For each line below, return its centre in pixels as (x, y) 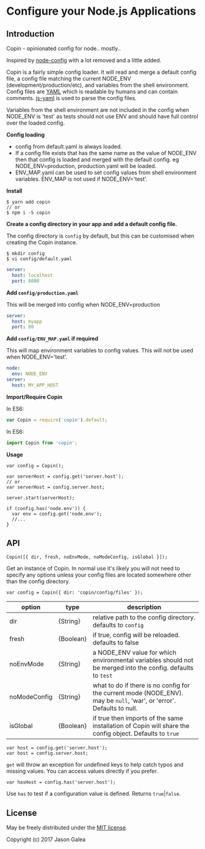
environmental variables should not (143, 660)
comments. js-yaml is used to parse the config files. (72, 98)
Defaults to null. (115, 709)
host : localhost (32, 275)
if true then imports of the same (138, 718)
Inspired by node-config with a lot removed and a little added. (84, 60)
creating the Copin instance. (42, 242)
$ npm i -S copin (28, 213)
